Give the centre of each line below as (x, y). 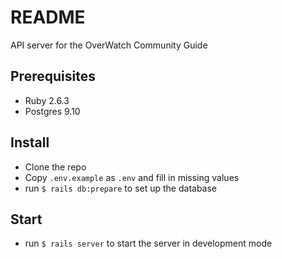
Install (30, 142)
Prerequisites (53, 76)
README (48, 17)
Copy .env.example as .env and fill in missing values (132, 177)
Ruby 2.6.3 (47, 100)
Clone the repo (55, 167)
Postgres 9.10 (52, 111)
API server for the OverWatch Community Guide (109, 45)
